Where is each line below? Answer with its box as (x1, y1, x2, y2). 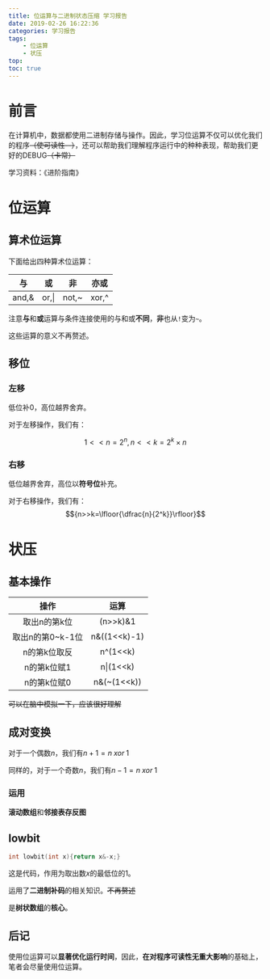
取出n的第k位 (23, 616, 73, 627)
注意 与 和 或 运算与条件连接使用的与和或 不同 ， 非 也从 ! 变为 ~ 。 (8, 313, 207, 323)
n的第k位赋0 (23, 677, 72, 688)
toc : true (8, 65, 42, 73)
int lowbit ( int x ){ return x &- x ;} (8, 853, 121, 861)
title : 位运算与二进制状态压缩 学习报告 (8, 11, 127, 20)
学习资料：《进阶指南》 (8, 167, 83, 177)
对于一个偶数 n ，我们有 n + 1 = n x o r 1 (8, 749, 130, 758)
